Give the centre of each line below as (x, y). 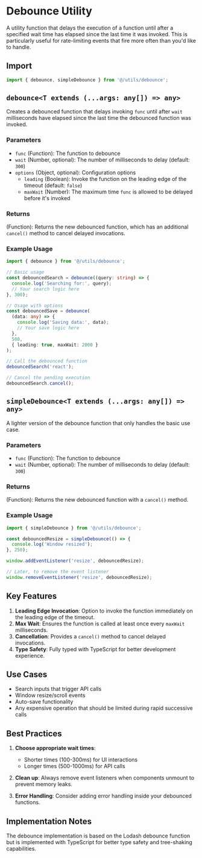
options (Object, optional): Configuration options (75, 172)
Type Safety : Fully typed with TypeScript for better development (95, 649)
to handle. (19, 47)
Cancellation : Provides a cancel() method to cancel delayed (90, 636)
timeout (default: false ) (53, 185)
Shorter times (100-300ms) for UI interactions (80, 760)
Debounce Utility (49, 11)
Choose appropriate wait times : (55, 748)
